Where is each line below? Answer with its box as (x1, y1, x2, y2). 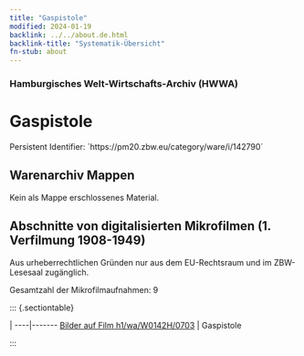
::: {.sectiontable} (9, 302, 75, 313)
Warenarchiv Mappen (9, 168, 135, 183)
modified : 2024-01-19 (9, 22, 92, 31)
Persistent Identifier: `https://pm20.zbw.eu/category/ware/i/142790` (9, 141, 264, 152)
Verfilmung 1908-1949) (9, 233, 146, 248)
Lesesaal (9, 267, 44, 277)
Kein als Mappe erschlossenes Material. (9, 192, 160, 203)
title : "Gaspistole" (9, 13, 89, 23)
